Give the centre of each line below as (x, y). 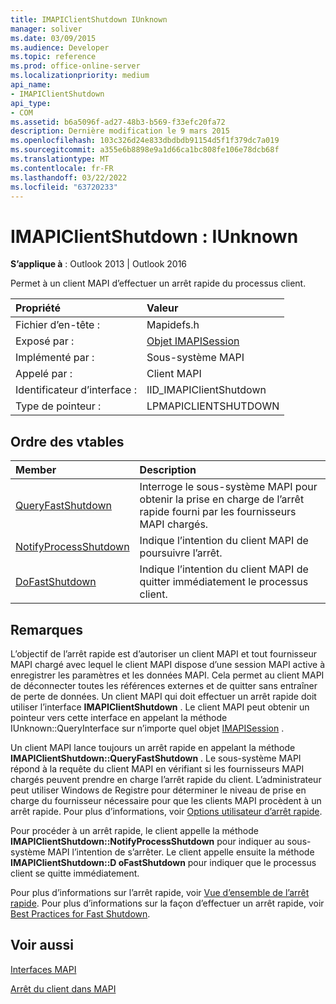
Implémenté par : (55, 358)
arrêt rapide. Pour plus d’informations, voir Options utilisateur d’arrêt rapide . (166, 811)
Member (36, 470)
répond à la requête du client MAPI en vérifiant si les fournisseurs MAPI (157, 768)
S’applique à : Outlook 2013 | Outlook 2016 (99, 264)
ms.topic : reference (53, 57)
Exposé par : (45, 341)
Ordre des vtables (67, 441)
